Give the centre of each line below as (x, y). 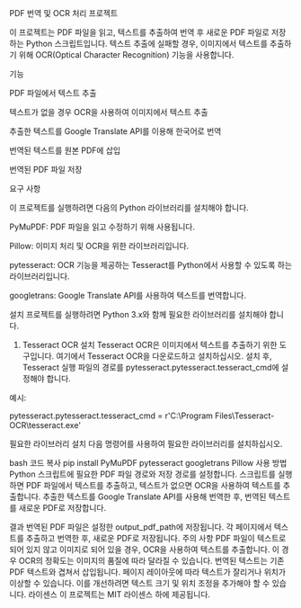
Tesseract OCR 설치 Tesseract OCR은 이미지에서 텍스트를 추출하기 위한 (150, 345)
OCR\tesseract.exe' (45, 425)
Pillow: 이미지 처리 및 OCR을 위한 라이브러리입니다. (99, 246)
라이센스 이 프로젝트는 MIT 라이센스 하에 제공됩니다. (120, 595)
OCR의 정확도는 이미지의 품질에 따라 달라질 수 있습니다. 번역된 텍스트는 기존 (151, 561)
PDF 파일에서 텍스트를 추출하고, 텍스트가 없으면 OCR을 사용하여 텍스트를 (153, 485)
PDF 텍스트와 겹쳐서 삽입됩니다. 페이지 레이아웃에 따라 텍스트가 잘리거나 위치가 (147, 572)
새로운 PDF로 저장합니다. (62, 508)
